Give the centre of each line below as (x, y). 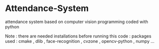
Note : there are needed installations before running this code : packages (78, 36)
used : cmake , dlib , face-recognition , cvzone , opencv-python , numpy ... (80, 41)
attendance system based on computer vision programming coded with (77, 22)
